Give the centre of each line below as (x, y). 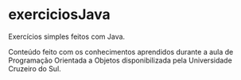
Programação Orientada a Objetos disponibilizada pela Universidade (120, 60)
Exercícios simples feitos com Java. (67, 36)
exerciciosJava (60, 15)
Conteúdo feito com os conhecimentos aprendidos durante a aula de (121, 51)
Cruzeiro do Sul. (35, 68)
